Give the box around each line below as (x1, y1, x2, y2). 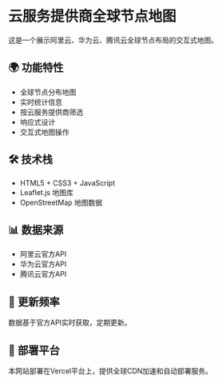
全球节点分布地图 (19, 87, 77, 97)
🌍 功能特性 (8, 61, 64, 74)
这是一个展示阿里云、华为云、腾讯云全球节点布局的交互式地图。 (8, 35, 218, 45)
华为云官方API (19, 259, 67, 269)
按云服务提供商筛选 (19, 107, 84, 117)
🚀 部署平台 (8, 343, 60, 357)
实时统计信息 (19, 97, 62, 106)
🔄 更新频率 (8, 295, 60, 309)
